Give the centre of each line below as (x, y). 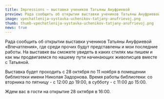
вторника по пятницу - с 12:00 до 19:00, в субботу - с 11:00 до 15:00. (76, 82)
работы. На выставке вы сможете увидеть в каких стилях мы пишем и (79, 52)
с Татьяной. (17, 62)
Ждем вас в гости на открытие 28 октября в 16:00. (58, 92)
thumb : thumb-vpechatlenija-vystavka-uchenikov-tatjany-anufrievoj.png (79, 23)
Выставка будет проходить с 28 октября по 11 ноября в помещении (75, 72)
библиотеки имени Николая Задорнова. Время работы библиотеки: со (79, 77)
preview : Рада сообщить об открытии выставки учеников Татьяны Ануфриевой (83, 14)
